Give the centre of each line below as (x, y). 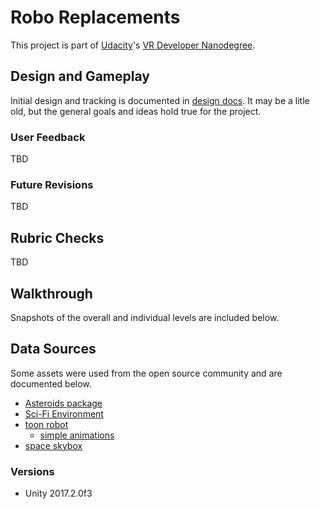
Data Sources (53, 349)
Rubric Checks (57, 237)
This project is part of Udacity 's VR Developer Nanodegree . (133, 45)
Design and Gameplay (80, 76)
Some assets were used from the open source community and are (146, 373)
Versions (32, 471)
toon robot (46, 424)
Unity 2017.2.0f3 (58, 493)
